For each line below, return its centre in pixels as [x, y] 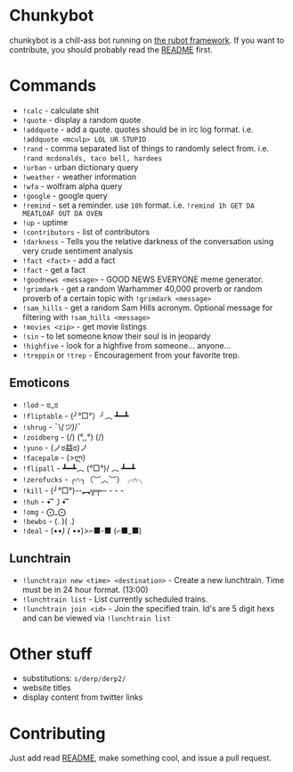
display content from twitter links [82, 697]
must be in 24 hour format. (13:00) [85, 589]
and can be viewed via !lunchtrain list [96, 618]
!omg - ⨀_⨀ [44, 511]
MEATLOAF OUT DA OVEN [62, 214]
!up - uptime [45, 222]
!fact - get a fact [54, 269]
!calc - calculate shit [61, 110]
